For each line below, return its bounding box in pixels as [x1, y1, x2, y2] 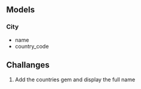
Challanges [6, 60, 50, 70]
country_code [14, 42, 49, 50]
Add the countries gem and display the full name [14, 76, 136, 83]
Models [6, 5, 35, 15]
